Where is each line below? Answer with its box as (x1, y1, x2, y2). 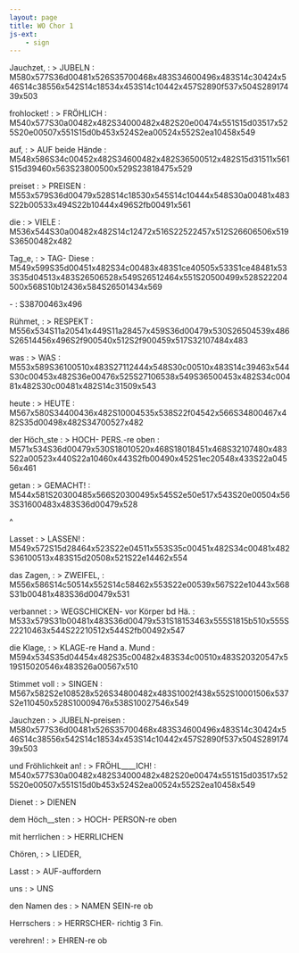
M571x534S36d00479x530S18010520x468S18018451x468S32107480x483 (9, 443, 287, 455)
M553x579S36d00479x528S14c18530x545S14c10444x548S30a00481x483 (9, 190, 290, 201)
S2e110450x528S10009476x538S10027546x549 (9, 698, 189, 709)
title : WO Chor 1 (9, 21, 74, 30)
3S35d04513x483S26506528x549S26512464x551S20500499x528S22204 (9, 272, 288, 283)
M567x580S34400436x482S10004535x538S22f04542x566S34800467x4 (9, 408, 287, 418)
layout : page (9, 12, 58, 22)
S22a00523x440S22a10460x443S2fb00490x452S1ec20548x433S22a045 (9, 453, 287, 464)
